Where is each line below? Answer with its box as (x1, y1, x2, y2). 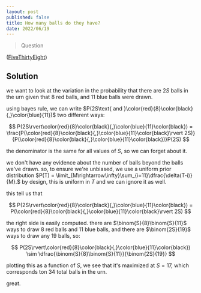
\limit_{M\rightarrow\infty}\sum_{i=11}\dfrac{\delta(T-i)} (56, 172, 193, 179)
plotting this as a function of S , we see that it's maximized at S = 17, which (6, 262, 189, 269)
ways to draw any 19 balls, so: (6, 232, 80, 240)
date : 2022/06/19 (6, 25, 50, 32)
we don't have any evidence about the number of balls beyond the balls (6, 159, 184, 166)
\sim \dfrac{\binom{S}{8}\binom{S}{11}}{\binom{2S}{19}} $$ (26, 250, 176, 258)
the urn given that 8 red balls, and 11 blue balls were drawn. (6, 94, 153, 101)
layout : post (6, 8, 39, 15)
